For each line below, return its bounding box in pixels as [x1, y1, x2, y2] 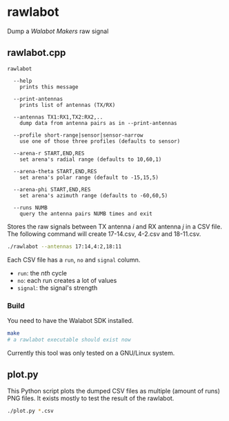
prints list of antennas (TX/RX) [19, 101, 116, 108]
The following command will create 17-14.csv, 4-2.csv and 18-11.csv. [7, 229, 201, 238]
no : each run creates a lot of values [17, 276, 117, 284]
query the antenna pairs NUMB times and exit [19, 210, 153, 217]
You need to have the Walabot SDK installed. [7, 316, 134, 324]
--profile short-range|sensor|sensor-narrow [13, 132, 143, 139]
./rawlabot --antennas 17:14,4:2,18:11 [7, 243, 122, 250]
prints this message [19, 84, 79, 90]
